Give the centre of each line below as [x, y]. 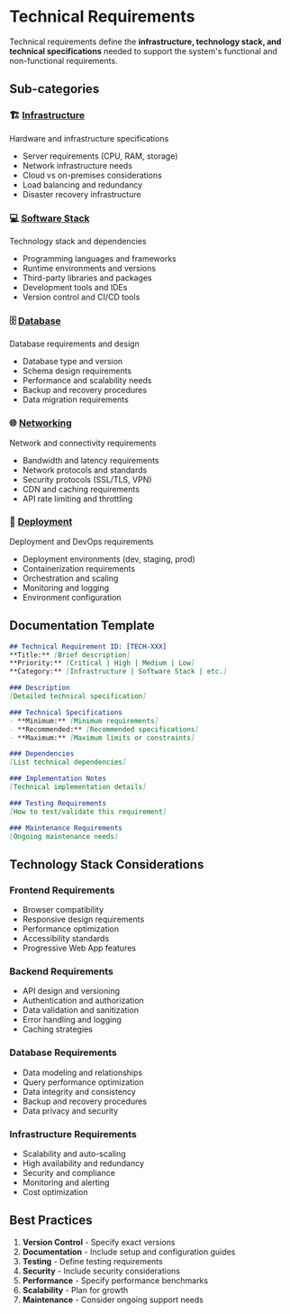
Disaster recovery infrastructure [82, 194]
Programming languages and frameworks [100, 258]
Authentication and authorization [83, 1001]
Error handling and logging [72, 1020]
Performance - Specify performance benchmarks [115, 1280]
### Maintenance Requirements [66, 828]
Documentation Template [82, 625]
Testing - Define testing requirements [93, 1261]
